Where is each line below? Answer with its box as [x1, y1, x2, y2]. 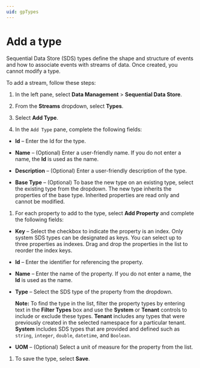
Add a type [6, 34, 62, 48]
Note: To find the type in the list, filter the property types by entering [14, 299, 185, 307]
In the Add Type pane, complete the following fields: [14, 126, 142, 133]
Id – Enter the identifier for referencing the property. [14, 258, 144, 265]
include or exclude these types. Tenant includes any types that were [14, 312, 185, 319]
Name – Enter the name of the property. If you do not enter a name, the [14, 270, 192, 277]
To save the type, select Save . [14, 355, 90, 362]
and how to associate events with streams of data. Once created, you [6, 61, 178, 68]
